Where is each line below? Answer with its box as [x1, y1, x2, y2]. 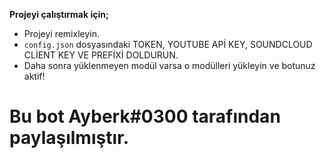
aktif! [23, 70, 46, 82]
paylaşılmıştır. [9, 127, 129, 149]
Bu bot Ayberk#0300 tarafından [9, 105, 281, 128]
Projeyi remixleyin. [23, 28, 100, 39]
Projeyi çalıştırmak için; [9, 9, 109, 20]
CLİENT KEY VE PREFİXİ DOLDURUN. [23, 49, 179, 61]
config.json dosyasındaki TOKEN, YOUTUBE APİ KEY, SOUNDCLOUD [23, 39, 313, 50]
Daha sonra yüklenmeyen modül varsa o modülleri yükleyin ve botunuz [23, 60, 316, 71]
